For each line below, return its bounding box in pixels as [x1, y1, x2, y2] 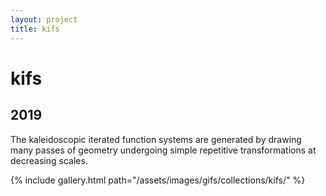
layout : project [10, 14, 78, 25]
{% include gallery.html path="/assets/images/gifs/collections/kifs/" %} [10, 174, 306, 186]
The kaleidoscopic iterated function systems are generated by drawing [10, 133, 302, 145]
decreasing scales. [10, 154, 88, 166]
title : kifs [10, 24, 60, 34]
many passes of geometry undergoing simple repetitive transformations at [10, 144, 317, 156]
